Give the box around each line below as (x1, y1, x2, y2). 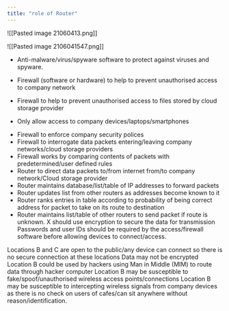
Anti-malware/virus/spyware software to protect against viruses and (16, 55, 210, 64)
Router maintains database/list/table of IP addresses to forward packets (16, 181, 219, 189)
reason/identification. (7, 296, 67, 305)
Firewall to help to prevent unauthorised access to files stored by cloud (16, 97, 217, 105)
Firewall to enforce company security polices (16, 130, 144, 138)
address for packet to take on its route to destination (16, 203, 165, 211)
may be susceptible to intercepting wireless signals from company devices (7, 282, 217, 290)
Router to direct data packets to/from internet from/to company (16, 166, 196, 175)
